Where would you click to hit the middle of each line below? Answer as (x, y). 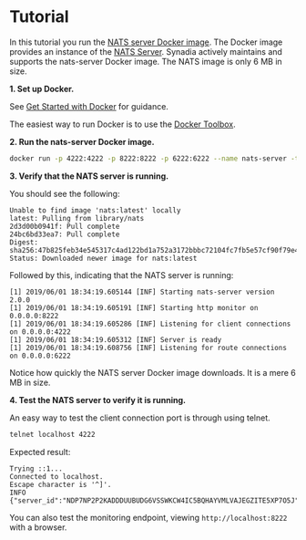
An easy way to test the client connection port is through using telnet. (140, 418)
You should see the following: (65, 193)
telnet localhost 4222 (52, 434)
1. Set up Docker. (42, 88)
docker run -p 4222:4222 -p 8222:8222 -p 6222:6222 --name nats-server (148, 158)
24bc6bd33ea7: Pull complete (65, 234)
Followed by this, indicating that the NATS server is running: (122, 275)
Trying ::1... (36, 468)
